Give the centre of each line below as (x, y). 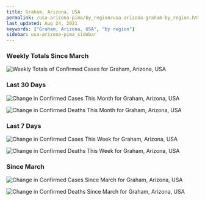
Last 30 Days (26, 85)
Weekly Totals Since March (48, 56)
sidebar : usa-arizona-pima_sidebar (52, 35)
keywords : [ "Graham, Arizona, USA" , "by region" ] (71, 29)
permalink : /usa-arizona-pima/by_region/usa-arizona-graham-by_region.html (105, 18)
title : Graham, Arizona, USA (43, 12)
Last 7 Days (24, 125)
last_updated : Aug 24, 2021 (42, 23)
